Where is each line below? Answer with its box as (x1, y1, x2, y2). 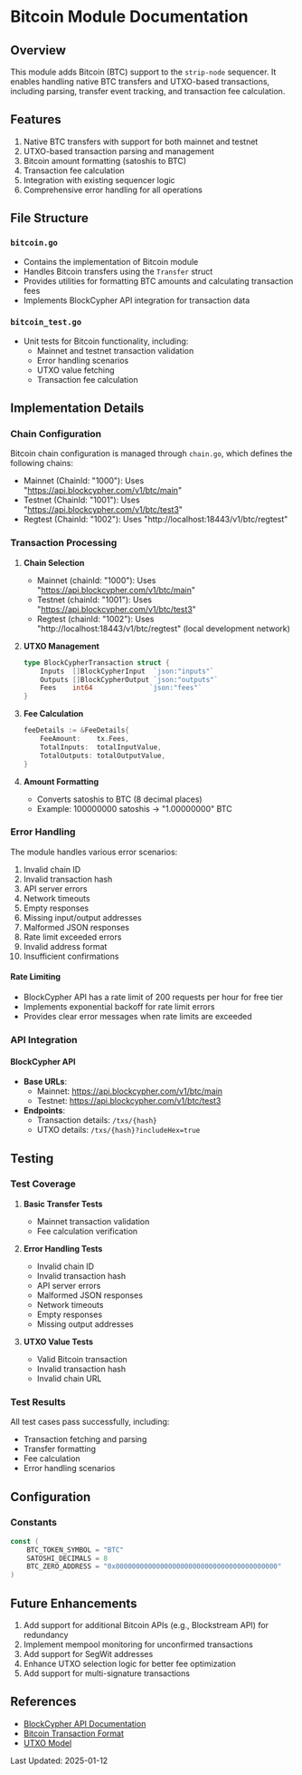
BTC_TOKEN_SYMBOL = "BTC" (26, 1545, 125, 1555)
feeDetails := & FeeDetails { (23, 726, 129, 736)
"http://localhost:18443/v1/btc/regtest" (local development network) (36, 623, 290, 634)
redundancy (23, 1630, 69, 1641)
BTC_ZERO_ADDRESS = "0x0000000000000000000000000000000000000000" (26, 1562, 282, 1571)
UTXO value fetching (36, 365, 116, 375)
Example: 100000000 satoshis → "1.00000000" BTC (36, 803, 233, 814)
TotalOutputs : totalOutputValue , (40, 751, 166, 760)
